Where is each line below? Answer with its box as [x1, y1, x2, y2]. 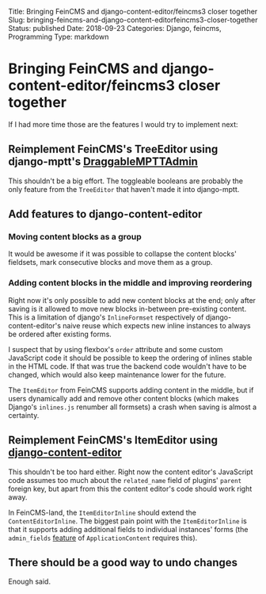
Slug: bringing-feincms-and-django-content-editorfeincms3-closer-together [8, 15, 258, 25]
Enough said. [8, 577, 51, 586]
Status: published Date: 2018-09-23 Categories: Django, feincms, [8, 24, 222, 33]
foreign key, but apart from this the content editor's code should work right [8, 484, 253, 493]
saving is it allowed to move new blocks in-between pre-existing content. [8, 304, 247, 313]
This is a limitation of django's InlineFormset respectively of [8, 312, 204, 322]
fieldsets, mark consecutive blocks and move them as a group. [8, 258, 213, 267]
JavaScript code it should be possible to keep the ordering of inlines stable [8, 353, 253, 362]
